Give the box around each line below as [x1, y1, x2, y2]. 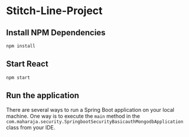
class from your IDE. [6, 123, 56, 131]
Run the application [6, 91, 80, 101]
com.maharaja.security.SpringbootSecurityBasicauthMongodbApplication [6, 119, 184, 125]
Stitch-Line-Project [6, 4, 103, 18]
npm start [6, 75, 31, 81]
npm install [6, 43, 35, 49]
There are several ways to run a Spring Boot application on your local [6, 106, 174, 113]
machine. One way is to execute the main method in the [6, 112, 141, 119]
